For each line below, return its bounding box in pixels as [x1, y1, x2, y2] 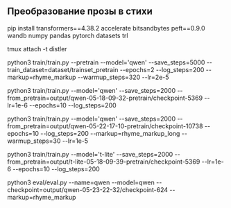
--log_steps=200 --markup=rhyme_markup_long [40, 129, 180, 137]
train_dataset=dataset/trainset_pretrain [7, 65, 119, 73]
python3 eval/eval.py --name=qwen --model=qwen [7, 178, 155, 187]
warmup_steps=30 [7, 137, 61, 145]
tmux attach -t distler [7, 44, 67, 53]
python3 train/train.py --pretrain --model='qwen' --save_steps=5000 [7, 58, 205, 67]
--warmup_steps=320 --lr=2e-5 [77, 73, 169, 81]
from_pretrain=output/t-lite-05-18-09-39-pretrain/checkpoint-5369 [7, 157, 200, 166]
